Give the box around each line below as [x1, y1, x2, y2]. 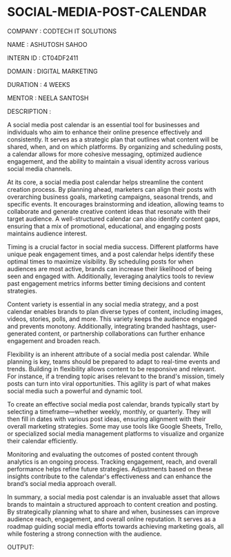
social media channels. [7, 164, 72, 173]
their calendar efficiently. [7, 436, 78, 445]
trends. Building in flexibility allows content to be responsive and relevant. [7, 364, 217, 373]
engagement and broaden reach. [7, 336, 101, 345]
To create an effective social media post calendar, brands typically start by [7, 400, 219, 408]
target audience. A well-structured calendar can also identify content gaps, [7, 215, 221, 223]
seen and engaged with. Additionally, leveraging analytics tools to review [7, 272, 214, 280]
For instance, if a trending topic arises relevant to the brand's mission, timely [7, 372, 225, 380]
